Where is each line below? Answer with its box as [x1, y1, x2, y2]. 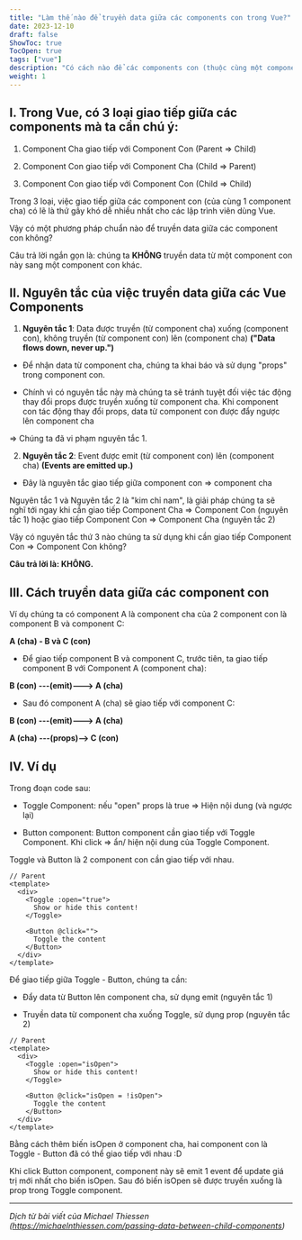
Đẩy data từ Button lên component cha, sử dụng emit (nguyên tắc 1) [22, 992, 273, 1002]
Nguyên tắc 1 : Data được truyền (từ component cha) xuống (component [22, 324, 289, 334]
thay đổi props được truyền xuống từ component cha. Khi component [22, 397, 279, 407]
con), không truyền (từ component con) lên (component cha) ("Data [22, 333, 276, 343]
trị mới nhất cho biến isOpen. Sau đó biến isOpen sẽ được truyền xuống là [9, 1175, 283, 1186]
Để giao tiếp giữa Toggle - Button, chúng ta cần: [9, 974, 188, 985]
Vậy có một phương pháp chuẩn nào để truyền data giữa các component [9, 223, 279, 233]
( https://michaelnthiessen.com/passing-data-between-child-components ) [9, 1220, 286, 1231]
